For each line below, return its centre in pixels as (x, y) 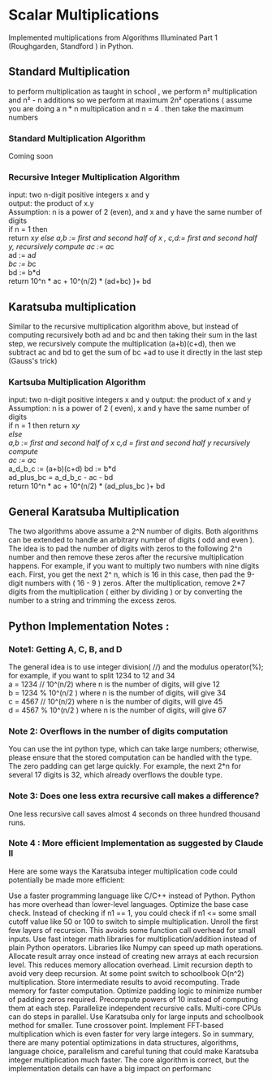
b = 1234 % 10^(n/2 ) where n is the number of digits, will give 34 (117, 692)
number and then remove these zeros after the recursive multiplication (126, 557)
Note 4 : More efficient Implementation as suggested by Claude (136, 843)
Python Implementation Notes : (89, 626)
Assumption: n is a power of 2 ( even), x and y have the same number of (129, 408)
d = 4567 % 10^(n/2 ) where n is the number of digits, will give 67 (118, 710)
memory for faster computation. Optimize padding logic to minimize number (135, 991)
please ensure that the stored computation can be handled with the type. (130, 757)
